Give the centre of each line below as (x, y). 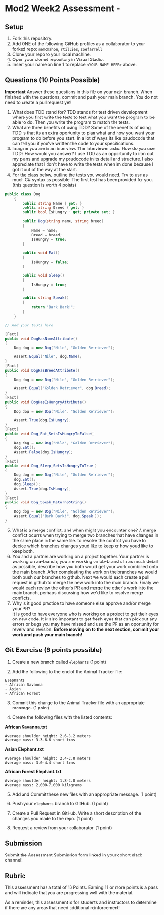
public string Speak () (46, 298)
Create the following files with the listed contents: (62, 717)
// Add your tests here (29, 325)
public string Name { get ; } (52, 203)
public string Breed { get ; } (53, 208)
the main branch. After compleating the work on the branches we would (85, 572)
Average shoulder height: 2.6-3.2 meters (48, 736)
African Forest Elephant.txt (33, 771)
